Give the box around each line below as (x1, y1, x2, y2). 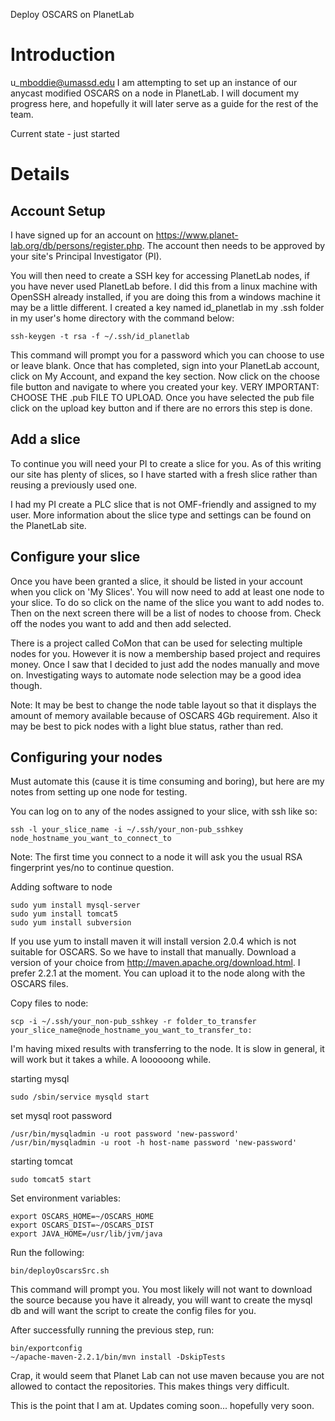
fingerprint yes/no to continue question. (10, 862, 175, 874)
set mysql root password (10, 1110, 113, 1122)
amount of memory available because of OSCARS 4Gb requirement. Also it (10, 709, 318, 721)
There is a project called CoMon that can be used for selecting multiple (10, 637, 303, 649)
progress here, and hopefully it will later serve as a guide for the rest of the (10, 97, 319, 109)
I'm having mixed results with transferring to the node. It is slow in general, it (10, 1043, 325, 1055)
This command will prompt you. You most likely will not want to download (10, 1284, 313, 1296)
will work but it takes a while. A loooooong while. (10, 1054, 212, 1066)
